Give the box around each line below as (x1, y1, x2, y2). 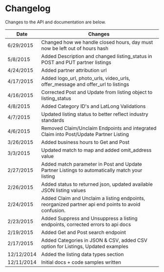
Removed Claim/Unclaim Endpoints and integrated (41, 125, 157, 132)
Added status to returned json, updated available (41, 181, 153, 188)
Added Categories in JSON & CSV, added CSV (41, 237, 147, 244)
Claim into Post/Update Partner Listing (41, 131, 129, 137)
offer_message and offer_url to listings (41, 81, 129, 88)
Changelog (5, 3, 51, 14)
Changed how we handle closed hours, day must (41, 39, 153, 45)
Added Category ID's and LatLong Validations (41, 103, 146, 110)
